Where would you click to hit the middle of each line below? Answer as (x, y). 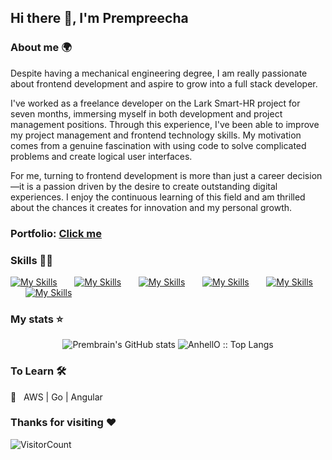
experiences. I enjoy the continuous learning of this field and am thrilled (158, 197)
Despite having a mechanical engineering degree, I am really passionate (159, 73)
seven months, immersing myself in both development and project (146, 113)
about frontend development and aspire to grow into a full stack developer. (164, 83)
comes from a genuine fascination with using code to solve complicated (158, 145)
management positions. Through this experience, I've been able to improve (165, 124)
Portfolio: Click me (56, 233)
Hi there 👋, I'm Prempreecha (99, 18)
